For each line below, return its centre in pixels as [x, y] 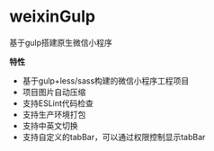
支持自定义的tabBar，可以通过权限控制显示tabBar [114, 137]
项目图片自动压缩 [54, 92]
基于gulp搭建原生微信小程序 [61, 42]
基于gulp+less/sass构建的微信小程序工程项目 [106, 80]
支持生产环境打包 [54, 114]
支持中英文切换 [50, 125]
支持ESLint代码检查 [58, 103]
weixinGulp [53, 17]
